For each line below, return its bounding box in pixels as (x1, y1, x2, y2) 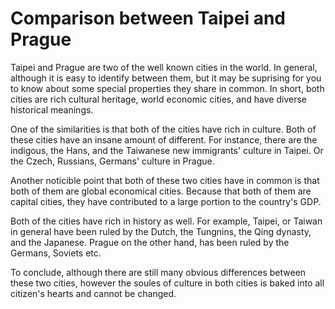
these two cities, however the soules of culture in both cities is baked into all (10, 277, 325, 289)
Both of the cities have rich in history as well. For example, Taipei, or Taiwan (10, 215, 323, 227)
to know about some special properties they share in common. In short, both (10, 82, 325, 94)
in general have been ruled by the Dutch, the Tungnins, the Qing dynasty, (10, 225, 312, 237)
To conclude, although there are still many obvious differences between (10, 266, 307, 278)
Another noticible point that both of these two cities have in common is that (10, 174, 320, 186)
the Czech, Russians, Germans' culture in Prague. (10, 155, 215, 167)
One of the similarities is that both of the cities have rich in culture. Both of (10, 123, 317, 135)
